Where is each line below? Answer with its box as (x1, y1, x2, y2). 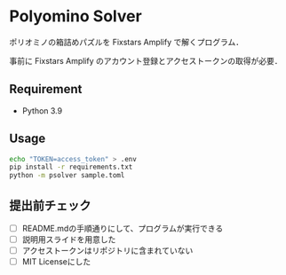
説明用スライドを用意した (21, 234, 116, 245)
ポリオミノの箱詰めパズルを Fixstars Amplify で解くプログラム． (9, 36, 244, 47)
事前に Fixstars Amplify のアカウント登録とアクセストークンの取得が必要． (9, 55, 282, 66)
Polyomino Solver (9, 6, 142, 27)
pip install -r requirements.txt (9, 162, 133, 172)
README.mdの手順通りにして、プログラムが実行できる (21, 224, 224, 233)
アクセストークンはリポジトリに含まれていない (21, 246, 194, 256)
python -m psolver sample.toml (9, 171, 125, 180)
